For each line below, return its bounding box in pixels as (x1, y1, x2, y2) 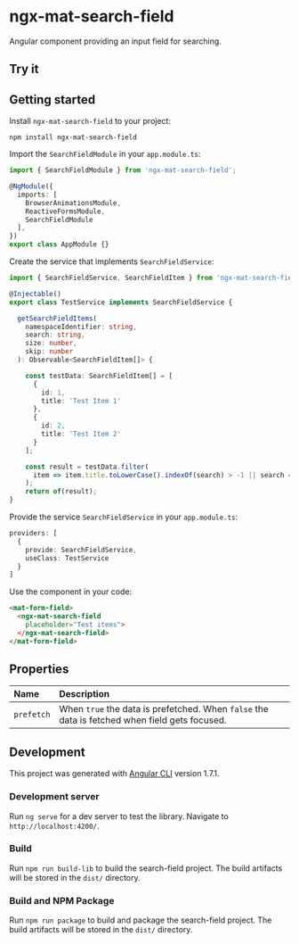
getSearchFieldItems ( (17, 314, 98, 323)
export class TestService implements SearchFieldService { (9, 297, 233, 307)
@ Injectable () (9, 289, 62, 298)
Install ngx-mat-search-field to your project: (9, 116, 172, 127)
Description (59, 688, 109, 700)
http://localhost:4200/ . (9, 820, 100, 831)
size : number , (25, 339, 77, 348)
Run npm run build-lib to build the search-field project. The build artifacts (9, 863, 283, 874)
